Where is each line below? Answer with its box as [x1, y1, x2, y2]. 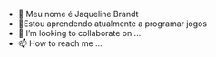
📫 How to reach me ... [17, 38, 103, 49]
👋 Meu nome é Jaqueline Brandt [17, 9, 139, 19]
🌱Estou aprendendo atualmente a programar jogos [17, 18, 207, 29]
